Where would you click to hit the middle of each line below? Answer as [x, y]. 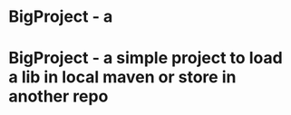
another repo [58, 96]
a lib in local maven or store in [122, 77]
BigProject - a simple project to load [145, 58]
